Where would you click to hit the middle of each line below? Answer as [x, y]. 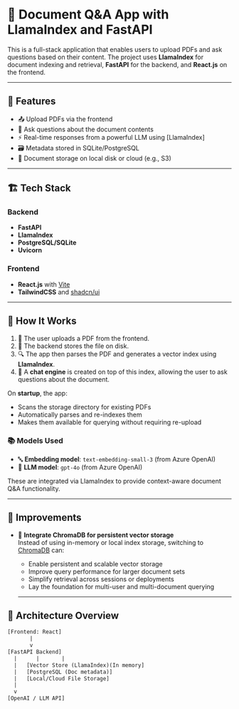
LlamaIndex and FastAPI [80, 30]
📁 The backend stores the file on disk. [73, 346]
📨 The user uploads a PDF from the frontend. [84, 338]
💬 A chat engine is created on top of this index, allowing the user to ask [122, 372]
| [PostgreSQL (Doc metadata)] [63, 672]
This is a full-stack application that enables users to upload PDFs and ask [115, 49]
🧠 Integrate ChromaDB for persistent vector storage [96, 535]
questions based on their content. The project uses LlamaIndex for [106, 57]
